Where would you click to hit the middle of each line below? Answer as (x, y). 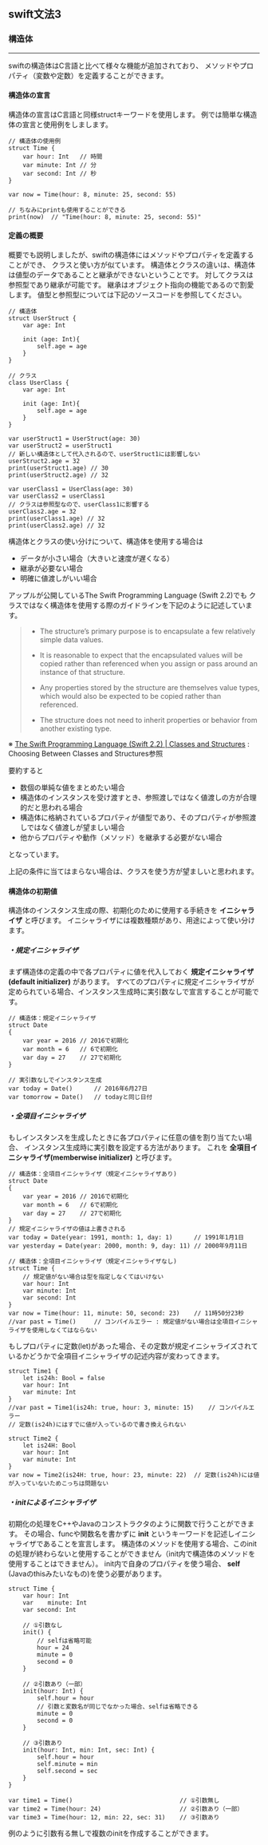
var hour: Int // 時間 (63, 157)
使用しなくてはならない (64, 1331)
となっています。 (36, 855)
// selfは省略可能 (64, 1641)
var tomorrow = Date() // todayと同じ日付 (81, 1097)
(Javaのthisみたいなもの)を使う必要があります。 (87, 1574)
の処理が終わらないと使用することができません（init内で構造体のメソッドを (132, 1554)
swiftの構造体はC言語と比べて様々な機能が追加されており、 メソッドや (124, 65)
